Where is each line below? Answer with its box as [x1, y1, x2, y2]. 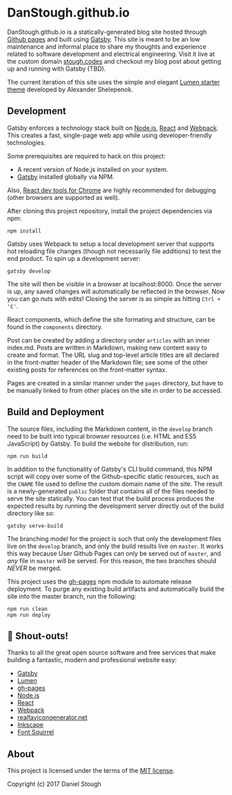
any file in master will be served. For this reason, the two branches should [7, 556, 217, 565]
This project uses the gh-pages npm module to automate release [7, 577, 192, 585]
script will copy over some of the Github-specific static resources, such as [7, 472, 219, 480]
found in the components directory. [7, 322, 104, 331]
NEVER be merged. [7, 564, 62, 572]
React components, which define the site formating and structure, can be [7, 315, 215, 323]
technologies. [7, 138, 46, 147]
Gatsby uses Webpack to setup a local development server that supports [7, 239, 215, 248]
